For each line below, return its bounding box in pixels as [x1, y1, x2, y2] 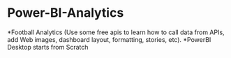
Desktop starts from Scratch [7, 43, 89, 51]
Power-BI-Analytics [7, 5, 124, 21]
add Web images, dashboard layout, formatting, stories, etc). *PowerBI [7, 35, 211, 43]
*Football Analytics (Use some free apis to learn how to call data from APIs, [7, 28, 225, 36]
